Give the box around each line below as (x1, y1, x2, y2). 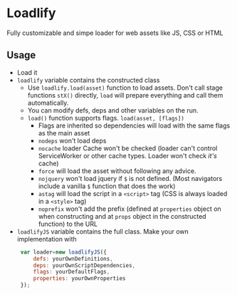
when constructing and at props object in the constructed (38, 212, 207, 220)
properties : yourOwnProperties (33, 275, 126, 282)
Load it (16, 68, 38, 76)
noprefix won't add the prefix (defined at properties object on (38, 205, 221, 213)
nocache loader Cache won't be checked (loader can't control (38, 144, 218, 152)
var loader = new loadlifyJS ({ (20, 248, 107, 256)
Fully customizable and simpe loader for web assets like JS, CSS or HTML (6, 29, 223, 37)
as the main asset (38, 128, 90, 137)
